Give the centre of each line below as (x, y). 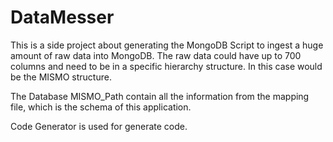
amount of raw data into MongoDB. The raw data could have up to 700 (156, 55)
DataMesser (62, 17)
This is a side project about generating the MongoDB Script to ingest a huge (167, 45)
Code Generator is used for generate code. (99, 126)
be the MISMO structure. (61, 77)
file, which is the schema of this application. (101, 107)
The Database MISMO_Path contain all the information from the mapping (160, 96)
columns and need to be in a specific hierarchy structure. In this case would (166, 66)
